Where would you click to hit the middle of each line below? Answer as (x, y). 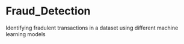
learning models (26, 34)
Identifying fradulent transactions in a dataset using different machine (92, 28)
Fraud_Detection (48, 11)
